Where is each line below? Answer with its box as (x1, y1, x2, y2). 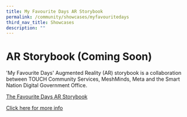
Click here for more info (6, 105, 63, 112)
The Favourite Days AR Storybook (6, 93, 88, 100)
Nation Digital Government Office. (6, 82, 88, 89)
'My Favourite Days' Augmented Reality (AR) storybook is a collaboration (6, 70, 182, 77)
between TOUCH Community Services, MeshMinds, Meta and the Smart (6, 75, 180, 82)
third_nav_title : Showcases (6, 19, 75, 25)
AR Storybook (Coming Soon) (6, 50, 153, 63)
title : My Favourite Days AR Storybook (6, 8, 103, 15)
